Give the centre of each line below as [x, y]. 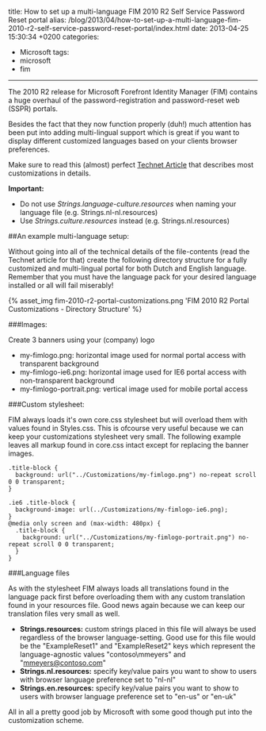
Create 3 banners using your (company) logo [82, 340]
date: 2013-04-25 [220, 28]
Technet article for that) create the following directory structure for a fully [128, 260]
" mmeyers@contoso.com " [63, 663]
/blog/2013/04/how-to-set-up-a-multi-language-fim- [155, 20]
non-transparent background [67, 381]
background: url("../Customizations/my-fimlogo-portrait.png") [129, 537]
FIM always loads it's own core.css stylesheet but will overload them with [128, 419]
